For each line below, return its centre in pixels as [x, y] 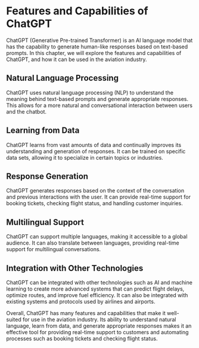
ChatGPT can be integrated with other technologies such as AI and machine [99, 283]
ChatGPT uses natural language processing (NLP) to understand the [90, 92]
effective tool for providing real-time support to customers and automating [97, 332]
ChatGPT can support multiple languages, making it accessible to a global [97, 237]
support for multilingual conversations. [54, 249]
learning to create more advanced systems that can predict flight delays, [95, 289]
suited [14, 319]
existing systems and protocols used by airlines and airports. [81, 301]
